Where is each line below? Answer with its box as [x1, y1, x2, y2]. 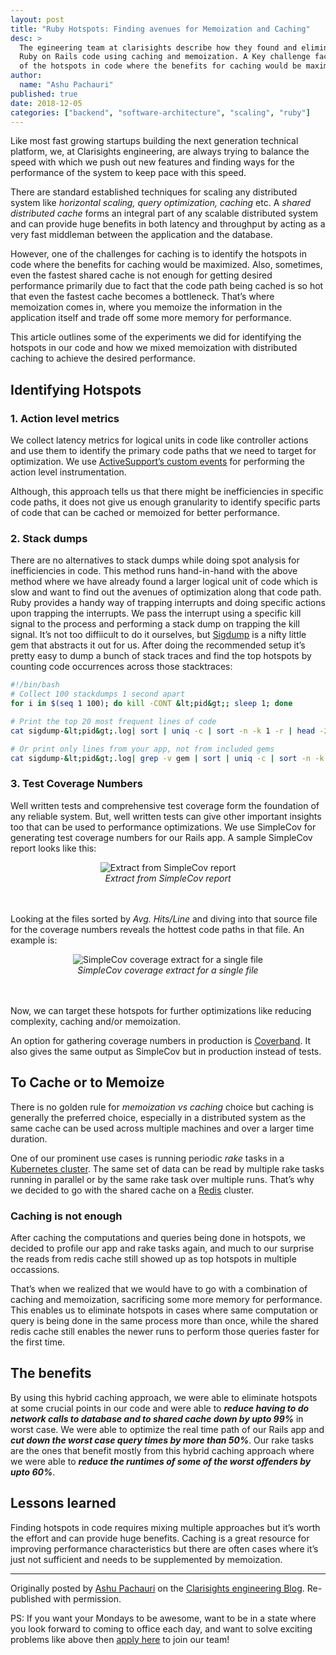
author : [10, 71, 43, 81]
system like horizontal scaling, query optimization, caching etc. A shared [10, 197, 312, 209]
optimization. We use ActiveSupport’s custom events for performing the [10, 456, 306, 468]
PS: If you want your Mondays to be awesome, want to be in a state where [10, 1612, 317, 1624]
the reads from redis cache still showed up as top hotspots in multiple [10, 1252, 297, 1265]
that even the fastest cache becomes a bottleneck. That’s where [10, 291, 275, 303]
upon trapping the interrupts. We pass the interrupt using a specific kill [10, 607, 302, 620]
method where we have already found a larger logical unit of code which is [10, 576, 318, 588]
